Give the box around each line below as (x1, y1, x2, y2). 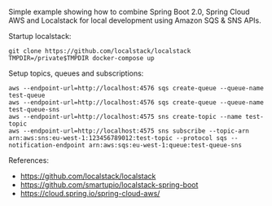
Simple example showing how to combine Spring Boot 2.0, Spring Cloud (8, 7, 250, 16)
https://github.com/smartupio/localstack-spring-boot (20, 180, 199, 190)
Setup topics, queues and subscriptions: (8, 68, 144, 78)
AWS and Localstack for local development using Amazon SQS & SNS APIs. (8, 15, 262, 25)
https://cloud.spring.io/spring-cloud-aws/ (20, 189, 160, 198)
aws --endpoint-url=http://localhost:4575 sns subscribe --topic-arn (8, 127, 250, 135)
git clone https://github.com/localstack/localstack (8, 47, 191, 55)
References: (8, 156, 49, 165)
